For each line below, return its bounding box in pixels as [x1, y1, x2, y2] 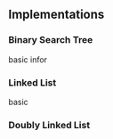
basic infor [8, 53, 48, 65]
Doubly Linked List [8, 119, 91, 131]
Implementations [8, 7, 105, 22]
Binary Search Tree [8, 34, 93, 46]
